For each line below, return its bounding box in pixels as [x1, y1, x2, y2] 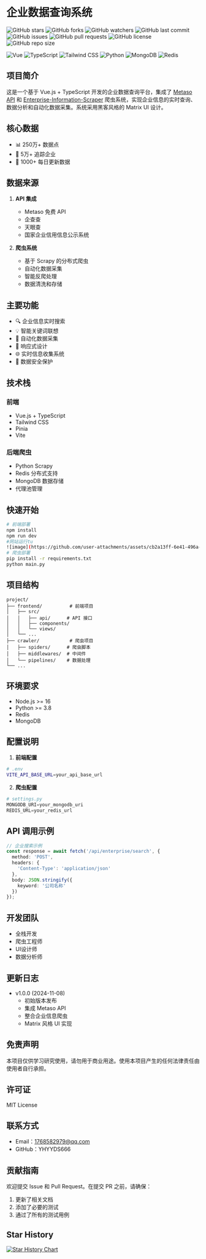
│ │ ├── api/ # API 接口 [6, 615, 93, 621]
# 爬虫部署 [6, 550, 31, 556]
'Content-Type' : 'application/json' [17, 866, 112, 872]
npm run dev [6, 533, 37, 539]
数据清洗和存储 [24, 280, 63, 288]
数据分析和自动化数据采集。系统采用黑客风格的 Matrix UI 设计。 [6, 103, 167, 111]
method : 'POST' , [12, 854, 53, 860]
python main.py [6, 562, 45, 568]
